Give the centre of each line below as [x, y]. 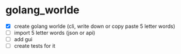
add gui [23, 39]
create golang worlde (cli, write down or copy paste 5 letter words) [95, 26]
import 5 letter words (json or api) [54, 33]
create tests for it [35, 46]
